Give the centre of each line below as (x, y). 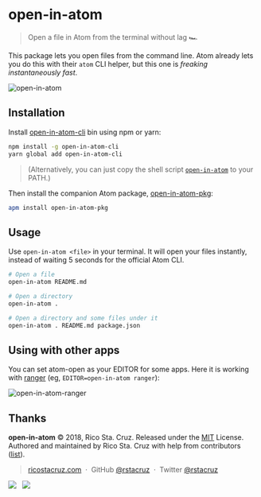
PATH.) (39, 177)
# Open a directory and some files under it (83, 318)
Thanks (27, 418)
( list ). (17, 454)
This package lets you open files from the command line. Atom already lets (131, 55)
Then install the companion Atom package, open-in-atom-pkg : (111, 193)
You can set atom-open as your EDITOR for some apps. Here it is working (129, 369)
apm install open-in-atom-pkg (58, 208)
